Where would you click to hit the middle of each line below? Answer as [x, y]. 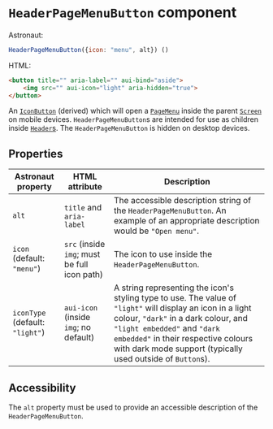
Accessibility [42, 388]
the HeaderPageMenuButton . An [170, 210]
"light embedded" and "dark [167, 328]
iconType [29, 313]
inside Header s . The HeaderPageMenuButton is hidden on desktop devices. [129, 128]
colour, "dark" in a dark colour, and [180, 318]
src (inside [84, 245]
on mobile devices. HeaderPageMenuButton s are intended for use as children [133, 119]
